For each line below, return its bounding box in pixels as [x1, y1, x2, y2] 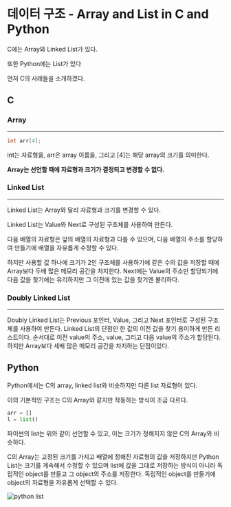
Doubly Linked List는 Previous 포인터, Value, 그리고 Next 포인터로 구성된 [7, 316, 206, 324]
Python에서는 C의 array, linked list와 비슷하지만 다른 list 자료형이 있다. [7, 381, 198, 389]
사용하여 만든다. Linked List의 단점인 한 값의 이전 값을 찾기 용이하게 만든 [19, 325, 213, 333]
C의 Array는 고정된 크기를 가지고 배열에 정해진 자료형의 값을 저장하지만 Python [7, 452, 219, 461]
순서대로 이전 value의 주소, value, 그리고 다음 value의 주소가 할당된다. [32, 333, 221, 341]
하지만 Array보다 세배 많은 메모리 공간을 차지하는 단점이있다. [7, 342, 170, 350]
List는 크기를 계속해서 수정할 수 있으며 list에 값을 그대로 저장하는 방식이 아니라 [7, 461, 216, 469]
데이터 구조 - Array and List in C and [7, 6, 209, 22]
